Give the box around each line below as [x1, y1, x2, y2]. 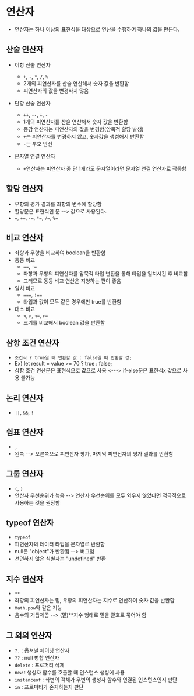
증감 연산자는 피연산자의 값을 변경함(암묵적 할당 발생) [23, 125, 144, 132]
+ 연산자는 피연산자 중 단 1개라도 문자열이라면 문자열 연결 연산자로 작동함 [23, 165, 187, 172]
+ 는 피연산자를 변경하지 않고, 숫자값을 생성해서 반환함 [23, 133, 144, 140]
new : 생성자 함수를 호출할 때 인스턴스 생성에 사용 [14, 669, 125, 676]
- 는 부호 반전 [23, 140, 53, 147]
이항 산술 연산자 [14, 61, 51, 68]
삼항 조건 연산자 [6, 337, 59, 348]
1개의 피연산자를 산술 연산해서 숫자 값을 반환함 [23, 118, 128, 125]
